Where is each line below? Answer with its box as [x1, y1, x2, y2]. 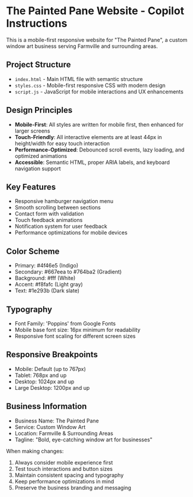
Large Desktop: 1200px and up [14, 384, 90, 391]
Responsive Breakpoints [6, 350, 98, 360]
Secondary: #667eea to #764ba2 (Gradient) [14, 268, 122, 276]
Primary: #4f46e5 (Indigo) [14, 262, 79, 269]
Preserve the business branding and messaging [14, 484, 131, 491]
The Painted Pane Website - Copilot [6, 4, 185, 18]
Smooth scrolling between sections [14, 204, 101, 211]
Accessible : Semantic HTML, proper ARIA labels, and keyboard [14, 159, 170, 166]
